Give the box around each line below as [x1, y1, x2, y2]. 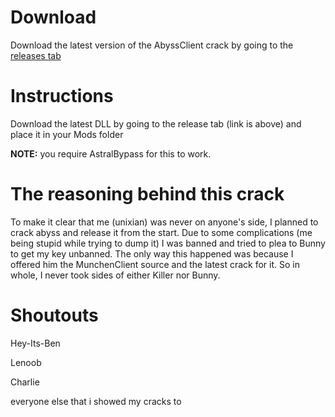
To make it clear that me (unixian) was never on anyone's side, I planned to [10, 216, 319, 228]
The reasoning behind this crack [10, 183, 285, 206]
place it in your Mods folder [10, 128, 124, 140]
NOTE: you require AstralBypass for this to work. [10, 147, 212, 160]
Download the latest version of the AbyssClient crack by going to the [10, 39, 294, 51]
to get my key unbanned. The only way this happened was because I [10, 247, 294, 260]
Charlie [10, 376, 40, 388]
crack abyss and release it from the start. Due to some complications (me [10, 226, 313, 238]
